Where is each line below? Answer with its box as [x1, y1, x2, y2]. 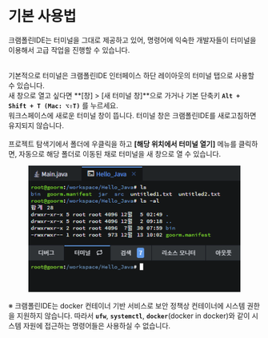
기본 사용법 [8, 7, 77, 26]
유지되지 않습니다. [8, 121, 65, 130]
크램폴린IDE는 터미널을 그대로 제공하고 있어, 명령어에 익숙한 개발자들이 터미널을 [8, 35, 257, 45]
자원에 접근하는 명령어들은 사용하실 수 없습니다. [22, 320, 170, 330]
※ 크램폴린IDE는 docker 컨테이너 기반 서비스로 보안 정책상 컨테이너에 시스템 [8, 300, 246, 310]
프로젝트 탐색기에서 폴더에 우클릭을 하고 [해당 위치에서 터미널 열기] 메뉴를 [8, 139, 238, 149]
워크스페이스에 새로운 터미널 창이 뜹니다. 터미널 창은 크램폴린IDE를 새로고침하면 [8, 110, 257, 120]
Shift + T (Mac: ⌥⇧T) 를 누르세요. [8, 101, 118, 110]
